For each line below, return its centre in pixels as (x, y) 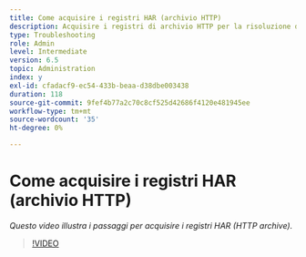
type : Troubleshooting (52, 35)
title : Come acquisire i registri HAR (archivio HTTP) (116, 18)
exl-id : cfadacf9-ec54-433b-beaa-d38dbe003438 (99, 86)
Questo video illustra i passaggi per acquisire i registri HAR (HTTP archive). (151, 225)
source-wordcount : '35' (55, 119)
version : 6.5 (34, 60)
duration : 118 (36, 94)
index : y (26, 77)
